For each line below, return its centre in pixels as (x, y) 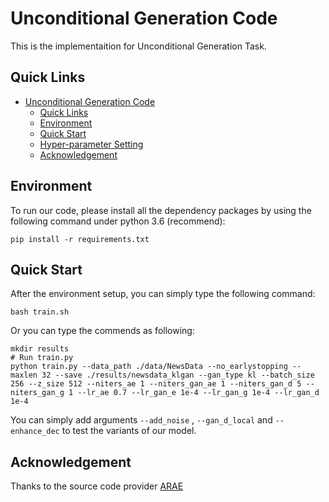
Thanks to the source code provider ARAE (97, 486)
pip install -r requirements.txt (80, 239)
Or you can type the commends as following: (102, 331)
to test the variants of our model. (129, 431)
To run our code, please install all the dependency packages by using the (161, 210)
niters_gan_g (37, 393)
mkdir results (40, 349)
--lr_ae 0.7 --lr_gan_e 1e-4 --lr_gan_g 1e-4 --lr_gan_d (198, 393)
